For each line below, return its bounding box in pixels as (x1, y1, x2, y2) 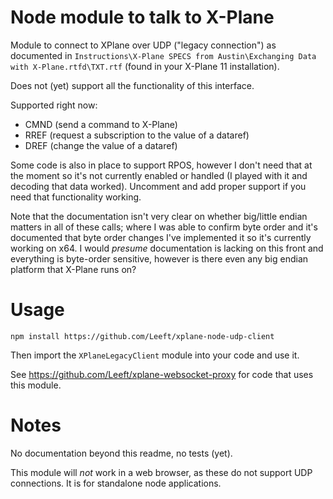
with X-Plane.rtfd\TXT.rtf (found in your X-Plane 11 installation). (10, 60, 280, 72)
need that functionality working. (10, 191, 142, 203)
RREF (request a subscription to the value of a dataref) (24, 129, 250, 141)
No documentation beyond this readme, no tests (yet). (10, 447, 233, 459)
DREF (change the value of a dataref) (24, 139, 178, 151)
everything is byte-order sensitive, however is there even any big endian (10, 252, 309, 265)
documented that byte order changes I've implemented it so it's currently (10, 231, 312, 243)
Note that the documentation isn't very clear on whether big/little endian (10, 210, 308, 222)
